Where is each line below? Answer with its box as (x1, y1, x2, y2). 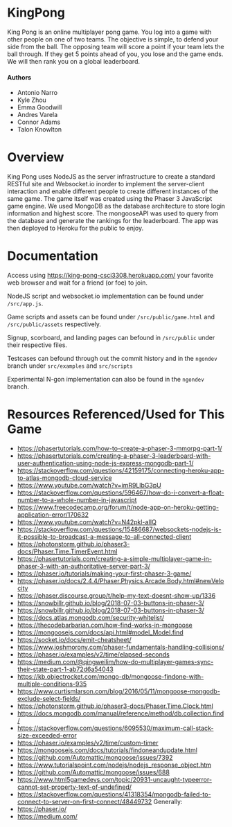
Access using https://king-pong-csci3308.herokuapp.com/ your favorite (7, 272, 213, 280)
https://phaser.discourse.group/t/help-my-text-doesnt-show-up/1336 (17, 591, 216, 600)
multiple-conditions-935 (17, 679, 87, 688)
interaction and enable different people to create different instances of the (7, 187, 219, 195)
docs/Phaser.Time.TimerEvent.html (17, 547, 118, 555)
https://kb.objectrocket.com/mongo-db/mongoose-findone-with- (17, 672, 204, 680)
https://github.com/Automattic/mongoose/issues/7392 (17, 753, 173, 761)
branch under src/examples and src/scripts (7, 362, 133, 370)
